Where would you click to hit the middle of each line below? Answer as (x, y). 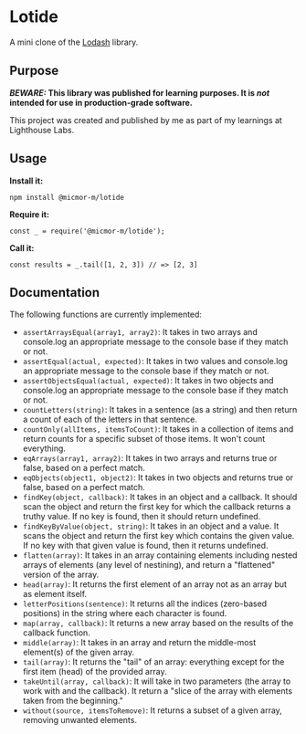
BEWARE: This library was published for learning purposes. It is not (140, 92)
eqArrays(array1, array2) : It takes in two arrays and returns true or (150, 458)
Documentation (55, 293)
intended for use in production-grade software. (101, 102)
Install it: (26, 181)
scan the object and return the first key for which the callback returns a (157, 507)
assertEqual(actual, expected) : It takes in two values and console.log (155, 362)
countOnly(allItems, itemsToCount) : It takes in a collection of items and (158, 429)
